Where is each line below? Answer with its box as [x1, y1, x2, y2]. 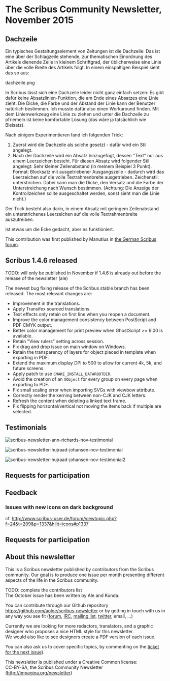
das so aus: [5, 70, 29, 76]
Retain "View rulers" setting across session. [12, 338, 105, 344]
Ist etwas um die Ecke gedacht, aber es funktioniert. [5, 226, 114, 232]
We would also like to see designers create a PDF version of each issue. [5, 634, 156, 640]
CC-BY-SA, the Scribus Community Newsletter [5, 664, 103, 670]
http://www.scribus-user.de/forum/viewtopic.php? [12, 515, 117, 521]
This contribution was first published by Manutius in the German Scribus [5, 236, 157, 242]
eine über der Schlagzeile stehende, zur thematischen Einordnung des [5, 53, 153, 60]
